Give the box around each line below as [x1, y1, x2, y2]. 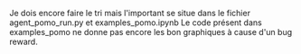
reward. [9, 36, 38, 47]
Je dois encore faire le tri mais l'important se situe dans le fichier [9, 8, 251, 18]
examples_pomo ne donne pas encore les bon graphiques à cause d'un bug [9, 27, 293, 37]
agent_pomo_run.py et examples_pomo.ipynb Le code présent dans [9, 17, 262, 28]
